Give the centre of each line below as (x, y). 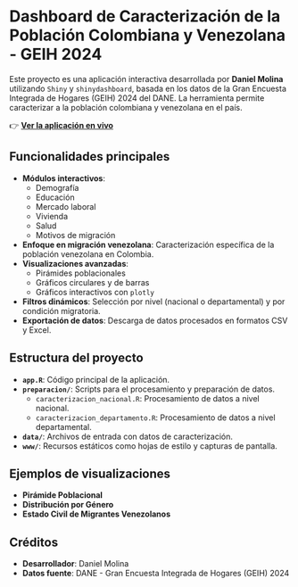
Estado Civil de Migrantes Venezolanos (96, 514)
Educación (55, 197)
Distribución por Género (68, 505)
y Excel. (37, 330)
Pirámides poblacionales (81, 273)
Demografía (57, 187)
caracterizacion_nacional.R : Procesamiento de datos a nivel (148, 398)
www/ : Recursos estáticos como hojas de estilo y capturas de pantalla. (150, 446)
